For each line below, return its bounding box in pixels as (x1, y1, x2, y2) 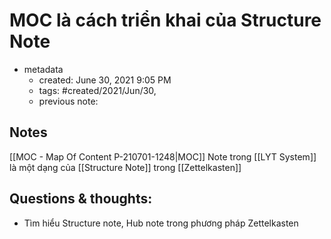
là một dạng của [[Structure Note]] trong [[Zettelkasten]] (9, 161, 242, 173)
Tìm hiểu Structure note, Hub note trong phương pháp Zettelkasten (23, 217, 299, 229)
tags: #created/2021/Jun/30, (38, 84, 157, 96)
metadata (23, 63, 64, 75)
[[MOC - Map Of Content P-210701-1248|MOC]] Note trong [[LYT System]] (9, 150, 317, 163)
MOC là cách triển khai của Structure (9, 9, 322, 32)
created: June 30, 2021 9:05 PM (38, 74, 172, 86)
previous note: (38, 95, 99, 107)
